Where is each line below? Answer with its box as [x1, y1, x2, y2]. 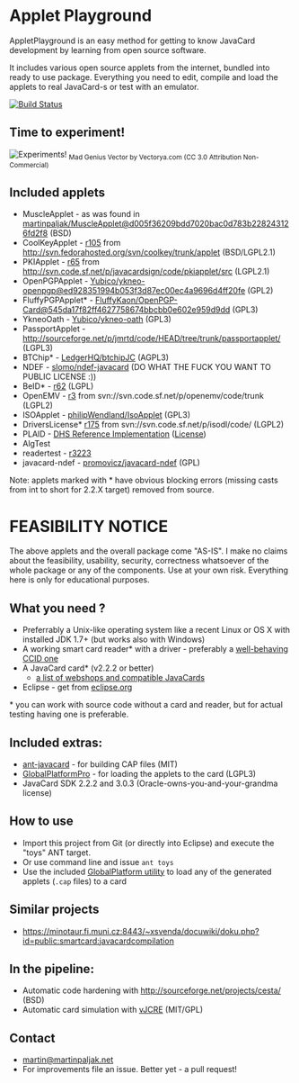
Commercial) [9, 160, 49, 169]
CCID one [22, 654, 58, 664]
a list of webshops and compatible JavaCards [35, 672, 205, 683]
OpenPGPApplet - [22, 275, 89, 286]
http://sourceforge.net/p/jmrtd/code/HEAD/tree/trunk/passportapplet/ [22, 333, 281, 344]
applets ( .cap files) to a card [22, 875, 128, 887]
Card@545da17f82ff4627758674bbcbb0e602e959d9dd [22, 304, 231, 315]
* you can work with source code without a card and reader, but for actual [9, 699, 283, 710]
